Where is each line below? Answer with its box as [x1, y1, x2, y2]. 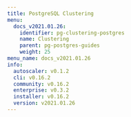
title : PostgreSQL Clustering [7, 10, 94, 17]
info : [7, 61, 23, 68]
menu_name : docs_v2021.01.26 [7, 55, 91, 62]
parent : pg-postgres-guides [19, 42, 100, 49]
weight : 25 [19, 49, 51, 56]
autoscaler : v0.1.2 [13, 67, 70, 74]
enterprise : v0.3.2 [13, 87, 70, 94]
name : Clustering [19, 36, 70, 43]
